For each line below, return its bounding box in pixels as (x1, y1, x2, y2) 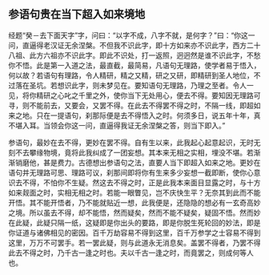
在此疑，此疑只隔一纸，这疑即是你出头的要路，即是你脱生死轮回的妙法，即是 (8, 217, 261, 227)
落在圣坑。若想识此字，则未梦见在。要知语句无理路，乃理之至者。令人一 (14, 80, 254, 90)
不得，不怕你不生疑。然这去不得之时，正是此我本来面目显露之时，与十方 (22, 177, 261, 187)
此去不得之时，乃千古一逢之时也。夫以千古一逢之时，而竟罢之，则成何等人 (8, 248, 254, 257)
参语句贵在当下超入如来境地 (8, 7, 146, 22)
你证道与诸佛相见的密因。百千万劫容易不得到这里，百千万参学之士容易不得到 (8, 228, 261, 237)
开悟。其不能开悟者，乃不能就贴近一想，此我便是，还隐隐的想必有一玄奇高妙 (8, 197, 261, 207)
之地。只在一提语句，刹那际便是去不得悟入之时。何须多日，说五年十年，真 (14, 111, 261, 120)
